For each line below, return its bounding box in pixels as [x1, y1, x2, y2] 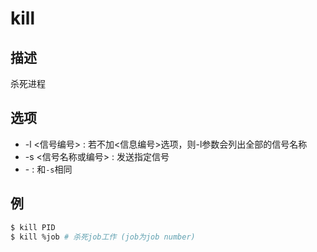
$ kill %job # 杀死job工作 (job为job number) [10, 232, 196, 242]
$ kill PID [10, 222, 56, 232]
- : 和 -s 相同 [24, 163, 73, 175]
